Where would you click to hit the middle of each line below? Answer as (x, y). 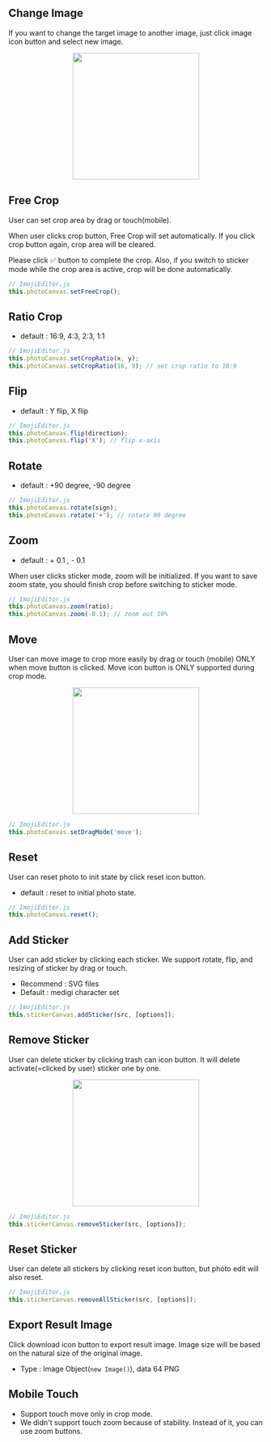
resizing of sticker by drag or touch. (68, 968)
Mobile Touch (44, 1395)
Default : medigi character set (70, 993)
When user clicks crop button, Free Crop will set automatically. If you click (132, 236)
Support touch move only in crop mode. (86, 1414)
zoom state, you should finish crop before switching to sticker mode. (123, 584)
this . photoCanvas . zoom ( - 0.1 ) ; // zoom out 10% (88, 615)
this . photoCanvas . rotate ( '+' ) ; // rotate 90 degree (97, 515)
